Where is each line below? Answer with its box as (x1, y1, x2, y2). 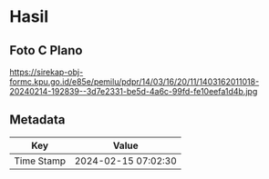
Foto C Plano (9, 43, 83, 58)
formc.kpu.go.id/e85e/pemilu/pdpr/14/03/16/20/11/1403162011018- (9, 76, 260, 87)
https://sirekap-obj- (9, 66, 84, 77)
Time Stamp (14, 154, 67, 167)
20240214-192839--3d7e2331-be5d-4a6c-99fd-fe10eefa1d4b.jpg (9, 86, 258, 96)
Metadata (9, 112, 66, 128)
